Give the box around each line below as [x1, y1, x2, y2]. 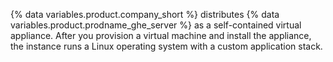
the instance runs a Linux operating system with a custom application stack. [10, 40, 323, 52]
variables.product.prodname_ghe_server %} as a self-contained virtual [10, 19, 302, 31]
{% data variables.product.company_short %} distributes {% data [10, 9, 280, 20]
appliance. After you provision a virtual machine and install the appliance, [10, 30, 312, 41]
